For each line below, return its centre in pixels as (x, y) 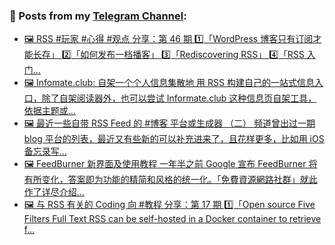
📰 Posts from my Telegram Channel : (98, 16)
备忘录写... (45, 151)
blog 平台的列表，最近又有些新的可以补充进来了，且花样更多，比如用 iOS (174, 139)
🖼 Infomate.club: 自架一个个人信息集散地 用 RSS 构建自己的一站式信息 (169, 83)
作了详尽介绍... (54, 192)
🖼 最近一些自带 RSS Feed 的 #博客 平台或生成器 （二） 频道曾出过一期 (169, 123)
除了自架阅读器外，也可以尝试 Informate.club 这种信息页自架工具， (179, 98)
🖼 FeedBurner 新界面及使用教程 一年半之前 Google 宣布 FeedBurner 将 (170, 164)
